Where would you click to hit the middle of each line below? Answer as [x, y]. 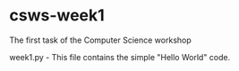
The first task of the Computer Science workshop [101, 40]
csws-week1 [57, 16]
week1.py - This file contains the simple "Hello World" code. [120, 57]
